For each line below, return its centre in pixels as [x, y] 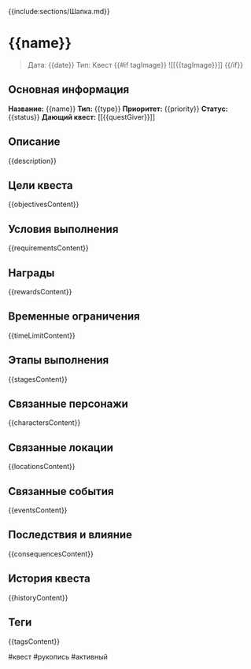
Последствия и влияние [70, 535]
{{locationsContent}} [42, 467]
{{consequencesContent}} [51, 553]
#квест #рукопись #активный [58, 656]
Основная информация [69, 90]
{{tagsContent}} [34, 641]
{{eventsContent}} [38, 510]
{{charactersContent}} [44, 423]
